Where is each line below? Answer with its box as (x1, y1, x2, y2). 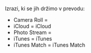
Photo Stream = (13, 29, 52, 36)
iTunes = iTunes (13, 35, 52, 42)
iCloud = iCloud (13, 23, 52, 29)
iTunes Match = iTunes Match (13, 41, 86, 48)
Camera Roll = (13, 16, 48, 23)
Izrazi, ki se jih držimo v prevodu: (5, 5, 85, 12)
